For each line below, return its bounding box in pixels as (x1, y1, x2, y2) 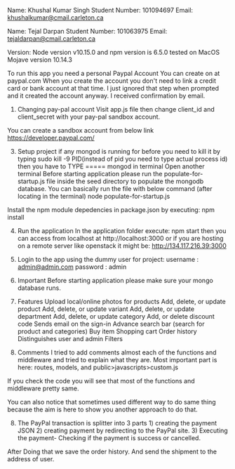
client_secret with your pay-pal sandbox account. (17, 112, 161, 121)
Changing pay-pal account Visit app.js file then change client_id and (17, 105, 215, 113)
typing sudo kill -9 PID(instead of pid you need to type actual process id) (17, 154, 228, 163)
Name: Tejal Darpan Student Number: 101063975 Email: (7, 27, 168, 35)
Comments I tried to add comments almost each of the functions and (17, 348, 217, 357)
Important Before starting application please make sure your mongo (17, 277, 214, 284)
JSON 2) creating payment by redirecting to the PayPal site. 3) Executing (17, 426, 228, 435)
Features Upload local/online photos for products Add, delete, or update (17, 298, 226, 305)
